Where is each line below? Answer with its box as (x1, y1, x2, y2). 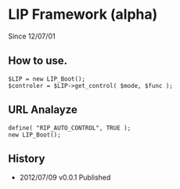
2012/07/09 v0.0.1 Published (19, 173, 111, 182)
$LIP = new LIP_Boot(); (8, 75, 86, 83)
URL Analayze (8, 104, 78, 117)
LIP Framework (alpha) (8, 5, 158, 24)
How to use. (8, 54, 68, 67)
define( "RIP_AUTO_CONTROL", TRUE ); (8, 124, 131, 132)
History (8, 151, 45, 165)
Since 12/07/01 (8, 31, 56, 41)
